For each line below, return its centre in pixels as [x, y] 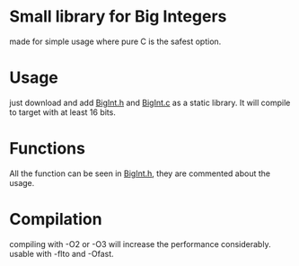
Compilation [56, 219]
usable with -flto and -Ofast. [62, 253]
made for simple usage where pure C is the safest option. [115, 41]
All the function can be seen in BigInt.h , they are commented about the [140, 173]
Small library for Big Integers [118, 17]
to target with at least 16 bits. [63, 112]
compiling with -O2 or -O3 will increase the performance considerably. [140, 244]
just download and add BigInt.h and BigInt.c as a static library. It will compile [150, 102]
